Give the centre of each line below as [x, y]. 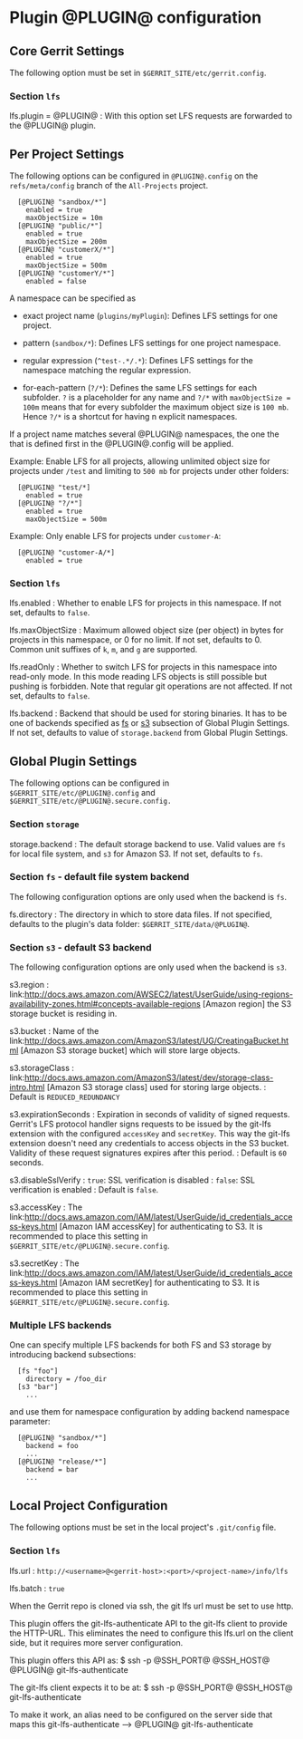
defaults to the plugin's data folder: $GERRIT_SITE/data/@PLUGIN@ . [130, 923]
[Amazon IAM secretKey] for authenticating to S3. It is [160, 1283]
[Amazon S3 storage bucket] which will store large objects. [130, 1050]
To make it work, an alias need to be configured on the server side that [141, 1715]
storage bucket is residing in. [63, 1014]
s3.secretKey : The [44, 1263]
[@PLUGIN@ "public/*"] [60, 226]
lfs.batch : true [37, 1588]
